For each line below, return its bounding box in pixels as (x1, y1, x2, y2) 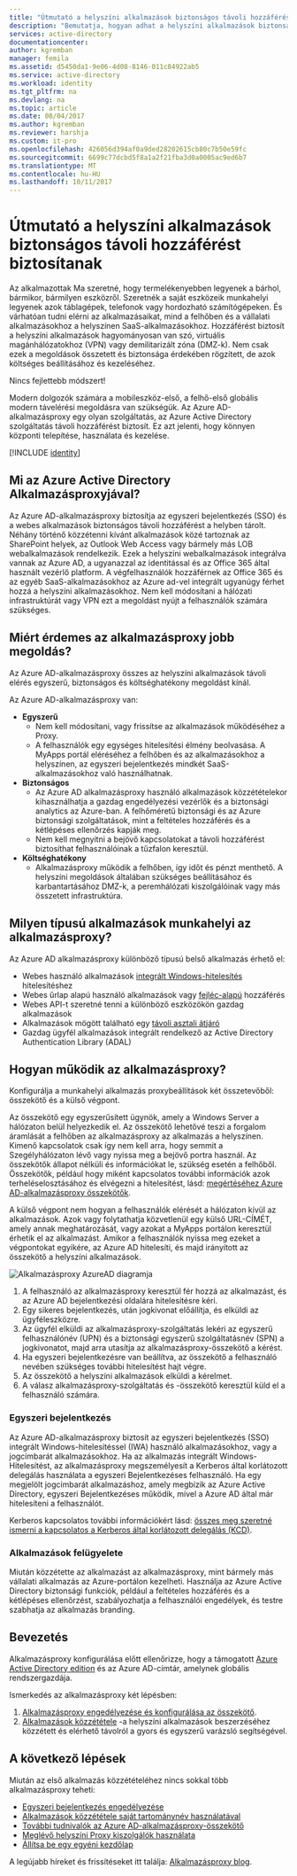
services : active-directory (9, 29, 113, 38)
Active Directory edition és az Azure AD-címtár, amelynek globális (9, 1662, 250, 1673)
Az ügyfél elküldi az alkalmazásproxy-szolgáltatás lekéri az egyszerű (21, 1324, 273, 1335)
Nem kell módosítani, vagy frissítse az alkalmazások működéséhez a (34, 720, 286, 731)
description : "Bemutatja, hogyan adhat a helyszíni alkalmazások (9, 21, 255, 30)
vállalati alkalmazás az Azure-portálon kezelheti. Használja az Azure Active (9, 1576, 283, 1586)
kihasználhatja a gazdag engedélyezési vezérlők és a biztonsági (34, 796, 270, 806)
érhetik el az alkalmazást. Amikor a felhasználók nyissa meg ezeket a (9, 1233, 261, 1243)
